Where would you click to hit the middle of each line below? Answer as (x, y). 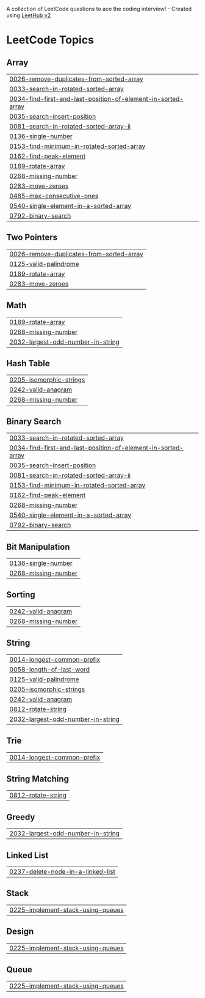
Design (20, 932)
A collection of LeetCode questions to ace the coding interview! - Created (99, 9)
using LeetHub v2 (29, 15)
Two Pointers (32, 238)
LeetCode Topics (50, 40)
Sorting (21, 595)
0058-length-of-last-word (50, 669)
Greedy (21, 817)
